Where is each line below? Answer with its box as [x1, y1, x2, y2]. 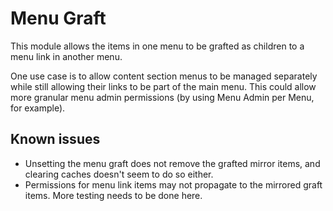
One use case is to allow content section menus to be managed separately [10, 70, 318, 82]
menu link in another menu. [10, 50, 123, 62]
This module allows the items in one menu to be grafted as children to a [10, 40, 305, 52]
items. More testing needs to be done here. [24, 189, 203, 201]
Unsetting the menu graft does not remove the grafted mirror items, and [24, 157, 321, 169]
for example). [10, 102, 66, 114]
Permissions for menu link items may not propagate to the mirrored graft [24, 178, 323, 191]
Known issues [10, 131, 101, 148]
